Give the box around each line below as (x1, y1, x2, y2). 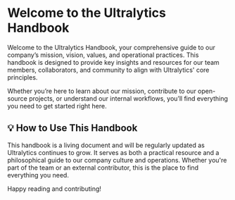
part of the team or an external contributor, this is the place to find (7, 163, 199, 172)
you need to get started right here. (7, 101, 107, 110)
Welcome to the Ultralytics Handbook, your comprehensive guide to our (7, 43, 216, 51)
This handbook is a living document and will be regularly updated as (7, 141, 205, 149)
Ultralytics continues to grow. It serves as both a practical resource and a (7, 148, 220, 156)
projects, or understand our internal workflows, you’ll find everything (29, 94, 229, 103)
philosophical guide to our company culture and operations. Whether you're (7, 156, 227, 164)
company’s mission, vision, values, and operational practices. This (7, 51, 199, 59)
